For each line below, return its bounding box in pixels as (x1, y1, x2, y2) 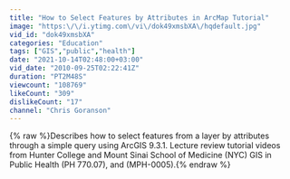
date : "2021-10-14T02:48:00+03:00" (9, 55, 144, 64)
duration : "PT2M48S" (9, 72, 88, 81)
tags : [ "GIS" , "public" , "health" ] (9, 47, 136, 56)
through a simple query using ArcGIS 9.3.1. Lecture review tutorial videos (9, 140, 281, 151)
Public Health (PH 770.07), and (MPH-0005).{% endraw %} (9, 159, 231, 170)
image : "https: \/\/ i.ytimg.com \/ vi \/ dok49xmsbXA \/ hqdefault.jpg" (9, 22, 261, 31)
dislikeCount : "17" (9, 97, 83, 107)
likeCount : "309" (9, 89, 75, 98)
